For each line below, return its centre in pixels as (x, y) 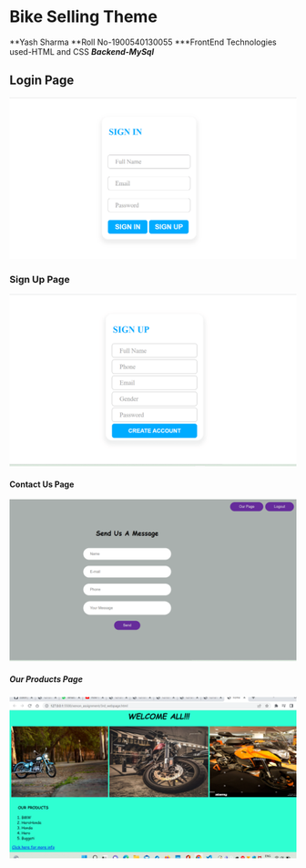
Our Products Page (46, 679)
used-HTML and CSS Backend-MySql (82, 51)
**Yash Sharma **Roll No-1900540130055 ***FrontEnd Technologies (143, 42)
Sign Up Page (40, 279)
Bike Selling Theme (83, 17)
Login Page (42, 81)
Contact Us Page (42, 484)
